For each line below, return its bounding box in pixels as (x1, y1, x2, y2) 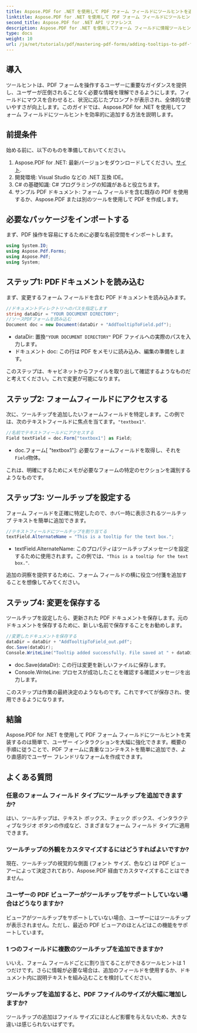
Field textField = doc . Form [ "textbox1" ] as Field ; (6, 435, 133, 441)
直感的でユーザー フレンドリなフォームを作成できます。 (11, 753, 145, 760)
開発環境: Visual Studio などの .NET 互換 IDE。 (14, 173, 127, 180)
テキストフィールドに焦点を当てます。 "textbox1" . (26, 418, 146, 425)
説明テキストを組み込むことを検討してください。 (36, 974, 155, 981)
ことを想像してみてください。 (11, 579, 83, 586)
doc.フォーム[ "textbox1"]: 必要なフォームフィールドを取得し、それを (14, 446, 181, 453)
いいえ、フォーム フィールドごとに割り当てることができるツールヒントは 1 (6, 959, 186, 966)
